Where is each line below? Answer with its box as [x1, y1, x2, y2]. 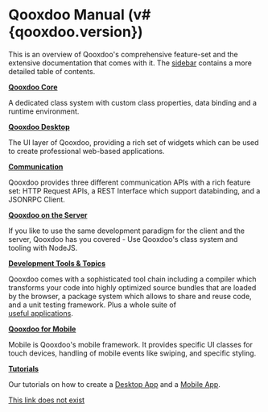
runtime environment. [8, 106, 80, 116]
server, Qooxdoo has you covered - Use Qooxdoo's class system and [8, 234, 238, 243]
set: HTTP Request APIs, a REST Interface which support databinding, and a [8, 185, 261, 195]
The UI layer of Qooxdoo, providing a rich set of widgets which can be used [8, 137, 259, 147]
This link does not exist [8, 395, 85, 405]
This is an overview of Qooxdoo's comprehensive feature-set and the [8, 49, 239, 59]
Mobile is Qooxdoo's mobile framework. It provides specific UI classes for [8, 339, 254, 349]
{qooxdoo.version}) [8, 23, 143, 41]
